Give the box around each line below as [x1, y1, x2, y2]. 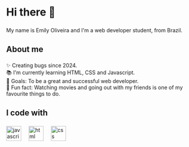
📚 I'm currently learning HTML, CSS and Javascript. [6, 69, 135, 76]
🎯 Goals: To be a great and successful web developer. [6, 78, 139, 85]
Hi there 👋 [6, 5, 55, 19]
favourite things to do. [6, 90, 61, 97]
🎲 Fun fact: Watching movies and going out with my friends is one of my [6, 84, 183, 91]
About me [6, 44, 44, 54]
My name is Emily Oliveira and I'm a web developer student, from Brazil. [6, 27, 183, 34]
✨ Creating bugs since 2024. [6, 62, 78, 69]
